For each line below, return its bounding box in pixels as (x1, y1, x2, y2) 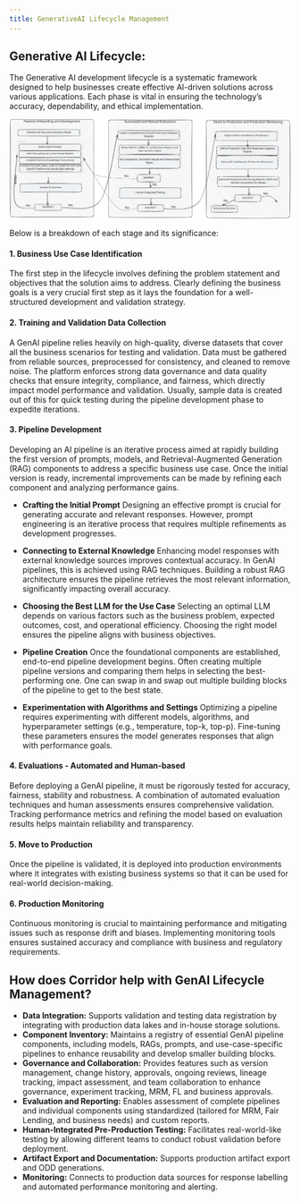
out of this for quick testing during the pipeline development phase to (9, 394, 264, 405)
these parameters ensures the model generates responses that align (21, 730, 274, 741)
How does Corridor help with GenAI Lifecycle (9, 972, 265, 988)
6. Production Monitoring (9, 898, 104, 908)
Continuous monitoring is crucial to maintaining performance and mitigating (9, 918, 287, 929)
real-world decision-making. (9, 878, 114, 889)
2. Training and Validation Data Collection (9, 317, 167, 328)
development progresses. (21, 528, 117, 539)
